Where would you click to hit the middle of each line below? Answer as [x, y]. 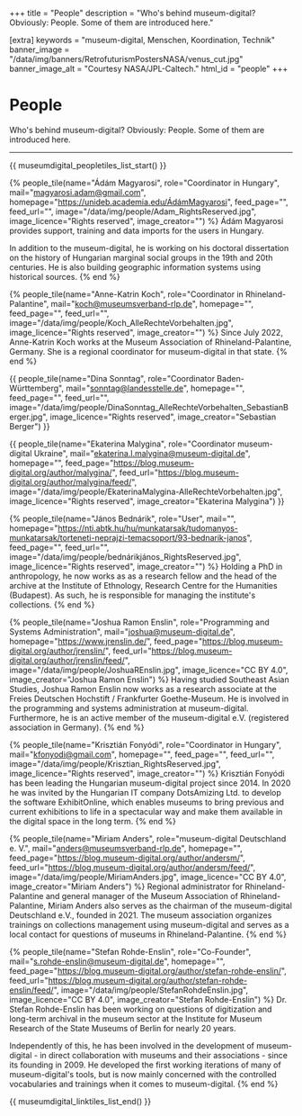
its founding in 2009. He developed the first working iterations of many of [145, 1065]
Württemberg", [37, 388]
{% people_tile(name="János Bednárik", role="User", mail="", [123, 518]
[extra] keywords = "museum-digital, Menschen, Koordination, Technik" [142, 40]
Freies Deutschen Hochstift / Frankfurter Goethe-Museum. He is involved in [149, 698]
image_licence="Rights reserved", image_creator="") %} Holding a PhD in [146, 566]
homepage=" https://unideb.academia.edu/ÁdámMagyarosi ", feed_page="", [149, 202]
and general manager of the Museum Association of [142, 895]
